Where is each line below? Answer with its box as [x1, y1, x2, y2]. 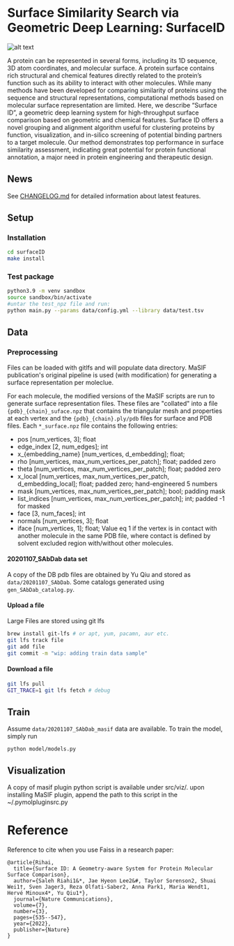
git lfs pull [7, 680, 45, 687]
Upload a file [7, 601, 45, 609]
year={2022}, [13, 920, 52, 927]
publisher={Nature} [13, 926, 70, 933]
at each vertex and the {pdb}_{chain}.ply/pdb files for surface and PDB [7, 414, 212, 422]
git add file [7, 643, 45, 650]
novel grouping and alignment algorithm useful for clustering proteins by [7, 123, 214, 131]
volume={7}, [13, 902, 49, 909]
